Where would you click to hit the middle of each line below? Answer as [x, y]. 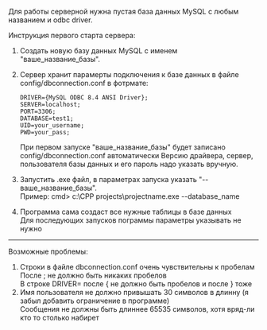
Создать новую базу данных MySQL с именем [99, 50]
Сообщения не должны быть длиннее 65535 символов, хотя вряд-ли [137, 309]
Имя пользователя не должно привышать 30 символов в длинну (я [134, 292]
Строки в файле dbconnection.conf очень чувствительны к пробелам [137, 267]
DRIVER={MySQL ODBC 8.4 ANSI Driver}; [84, 98]
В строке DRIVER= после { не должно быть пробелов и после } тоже [136, 284]
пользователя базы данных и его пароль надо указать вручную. [129, 164]
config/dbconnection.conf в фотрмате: [84, 83]
